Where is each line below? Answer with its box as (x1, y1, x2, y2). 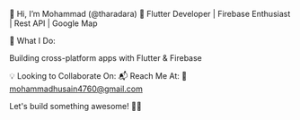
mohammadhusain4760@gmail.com (9, 83, 144, 94)
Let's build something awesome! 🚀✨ (9, 101, 142, 111)
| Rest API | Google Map (9, 18, 98, 29)
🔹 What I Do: (9, 36, 56, 46)
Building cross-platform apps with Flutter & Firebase (9, 53, 202, 63)
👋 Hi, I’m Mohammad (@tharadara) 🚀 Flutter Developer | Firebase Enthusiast (9, 9, 291, 19)
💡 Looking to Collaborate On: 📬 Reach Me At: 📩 (9, 71, 187, 81)
